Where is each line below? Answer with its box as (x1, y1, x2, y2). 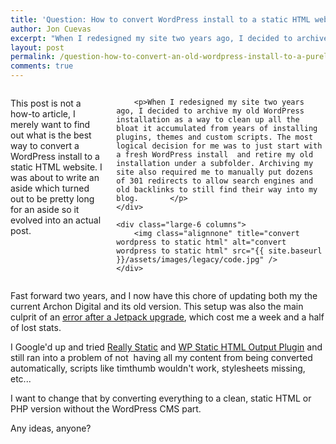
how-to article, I (10, 108, 76, 120)
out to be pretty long (10, 193, 95, 205)
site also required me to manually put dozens (116, 167, 314, 177)
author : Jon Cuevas (10, 24, 92, 34)
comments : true (10, 61, 74, 71)
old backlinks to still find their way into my (116, 185, 318, 195)
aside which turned (10, 182, 90, 194)
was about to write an (10, 172, 100, 183)
